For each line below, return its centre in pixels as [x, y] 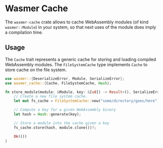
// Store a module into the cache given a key [62, 123]
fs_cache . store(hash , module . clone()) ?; [55, 128]
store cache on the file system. [36, 70]
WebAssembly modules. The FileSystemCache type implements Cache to [76, 64]
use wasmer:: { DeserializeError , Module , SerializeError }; [65, 78]
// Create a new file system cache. [51, 96]
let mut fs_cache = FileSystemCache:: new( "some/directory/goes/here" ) [87, 101]
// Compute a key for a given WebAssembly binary [65, 110]
